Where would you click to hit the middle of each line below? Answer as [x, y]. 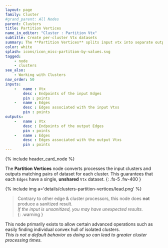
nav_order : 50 [20, 79]
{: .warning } [30, 214]
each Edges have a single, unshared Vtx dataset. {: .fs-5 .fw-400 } [73, 179]
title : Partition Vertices [33, 28]
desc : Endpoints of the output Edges [63, 126]
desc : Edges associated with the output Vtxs [72, 140]
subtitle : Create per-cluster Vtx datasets [51, 38]
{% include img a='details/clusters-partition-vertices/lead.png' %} [73, 189]
